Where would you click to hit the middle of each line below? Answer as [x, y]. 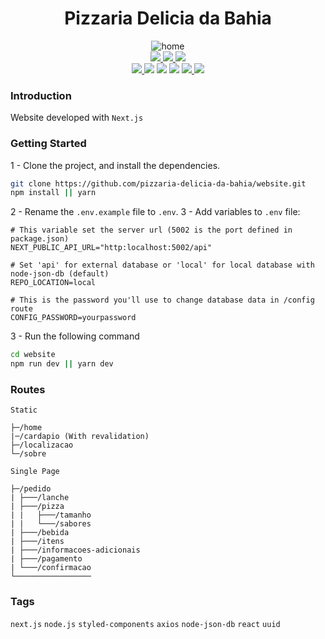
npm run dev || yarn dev [62, 364]
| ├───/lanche [40, 498]
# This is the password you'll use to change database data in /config [162, 300]
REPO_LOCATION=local [53, 283]
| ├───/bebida [40, 533]
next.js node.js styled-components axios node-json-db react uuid [145, 624]
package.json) [40, 239]
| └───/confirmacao [51, 568]
